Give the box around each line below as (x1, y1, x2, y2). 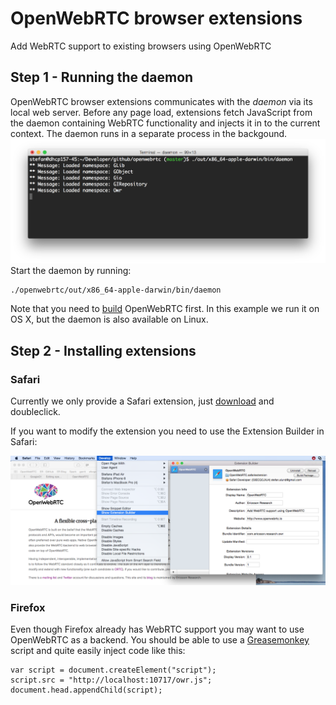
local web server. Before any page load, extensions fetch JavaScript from (10, 106, 313, 118)
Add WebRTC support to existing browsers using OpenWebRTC (10, 40, 272, 52)
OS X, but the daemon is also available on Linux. (10, 313, 209, 326)
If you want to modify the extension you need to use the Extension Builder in (10, 425, 325, 437)
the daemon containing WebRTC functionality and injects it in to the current (10, 117, 321, 129)
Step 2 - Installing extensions (10, 342, 197, 359)
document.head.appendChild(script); (10, 685, 163, 695)
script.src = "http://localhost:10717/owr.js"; (10, 675, 213, 685)
